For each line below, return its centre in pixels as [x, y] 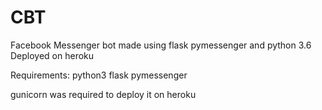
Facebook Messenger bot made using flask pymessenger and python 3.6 [161, 45]
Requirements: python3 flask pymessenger [99, 75]
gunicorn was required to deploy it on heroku [103, 94]
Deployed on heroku [52, 55]
